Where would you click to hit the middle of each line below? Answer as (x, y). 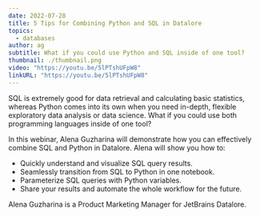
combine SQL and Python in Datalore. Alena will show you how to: (117, 147)
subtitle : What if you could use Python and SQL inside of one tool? (127, 53)
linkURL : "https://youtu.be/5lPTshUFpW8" (78, 75)
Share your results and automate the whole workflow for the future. (131, 188)
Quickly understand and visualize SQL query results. (106, 163)
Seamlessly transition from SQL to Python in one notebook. (117, 171)
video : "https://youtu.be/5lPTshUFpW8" (75, 68)
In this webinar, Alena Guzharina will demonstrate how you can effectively (130, 139)
